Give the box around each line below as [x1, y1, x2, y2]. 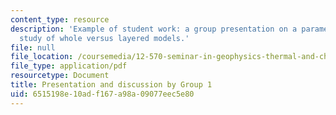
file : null [10, 42, 56, 53]
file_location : [10, 52, 74, 62]
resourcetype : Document [10, 71, 110, 81]
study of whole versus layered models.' [19, 33, 190, 43]
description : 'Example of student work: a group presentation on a [10, 24, 298, 34]
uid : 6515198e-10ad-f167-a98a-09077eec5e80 [10, 89, 195, 99]
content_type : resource [10, 14, 110, 25]
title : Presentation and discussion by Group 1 [10, 80, 213, 90]
